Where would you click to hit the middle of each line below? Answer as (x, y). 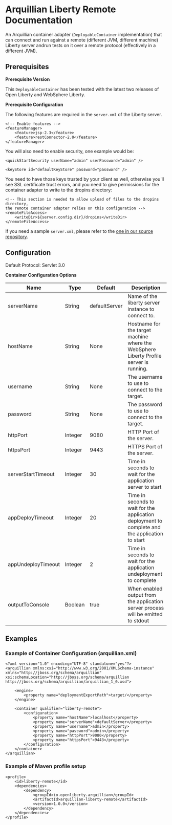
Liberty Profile (145, 356)
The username (145, 377)
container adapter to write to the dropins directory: (59, 190)
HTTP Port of (144, 432)
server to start (145, 487)
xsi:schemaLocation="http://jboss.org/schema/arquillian (67, 677)
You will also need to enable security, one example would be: (70, 151)
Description (146, 288)
